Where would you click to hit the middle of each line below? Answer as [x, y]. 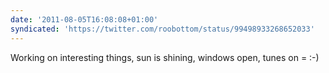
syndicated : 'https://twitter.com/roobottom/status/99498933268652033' [162, 29]
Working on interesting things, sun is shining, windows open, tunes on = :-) [165, 57]
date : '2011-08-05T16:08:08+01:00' [84, 19]
